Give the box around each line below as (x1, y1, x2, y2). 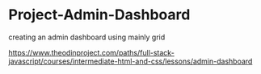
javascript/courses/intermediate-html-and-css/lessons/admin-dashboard (8, 56, 253, 66)
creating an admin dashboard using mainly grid (8, 32, 166, 42)
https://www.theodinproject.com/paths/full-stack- (8, 47, 175, 57)
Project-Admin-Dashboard (8, 6, 191, 24)
